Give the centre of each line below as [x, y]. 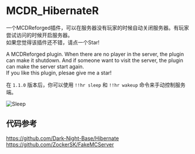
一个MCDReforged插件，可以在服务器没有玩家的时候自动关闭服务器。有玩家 [97, 28]
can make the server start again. [45, 66]
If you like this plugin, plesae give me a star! [59, 73]
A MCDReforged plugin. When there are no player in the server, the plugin [95, 54]
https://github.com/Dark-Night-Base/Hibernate [62, 138]
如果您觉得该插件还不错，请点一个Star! [53, 42]
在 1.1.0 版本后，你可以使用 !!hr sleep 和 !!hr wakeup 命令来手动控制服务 [96, 85]
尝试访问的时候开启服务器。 [40, 35]
